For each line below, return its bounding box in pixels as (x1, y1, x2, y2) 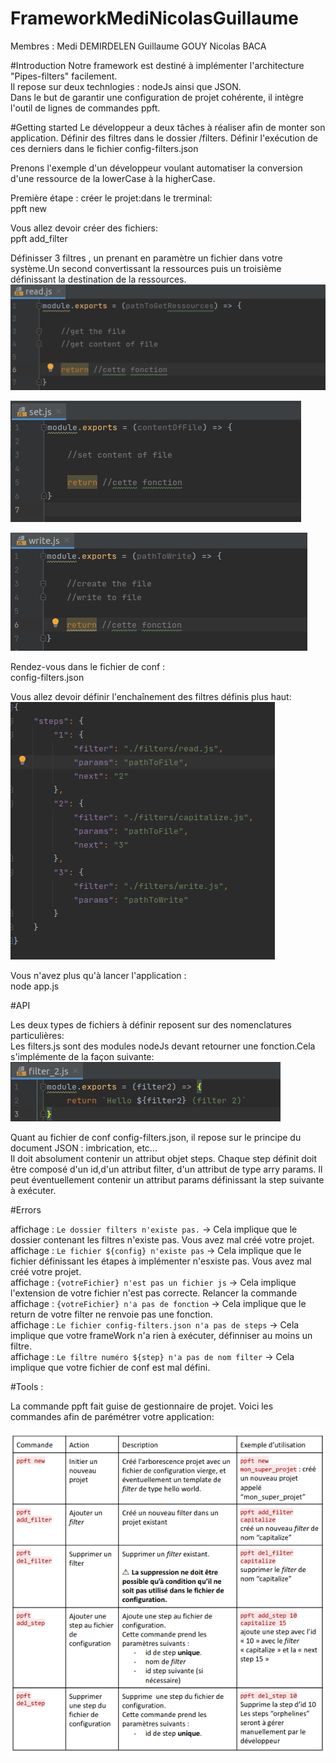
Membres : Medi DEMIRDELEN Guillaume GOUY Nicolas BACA (10, 40, 267, 52)
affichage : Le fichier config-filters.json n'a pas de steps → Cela (10, 1318, 300, 1331)
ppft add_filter (10, 232, 68, 244)
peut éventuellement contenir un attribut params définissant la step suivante (10, 1173, 325, 1186)
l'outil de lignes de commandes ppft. (10, 102, 161, 114)
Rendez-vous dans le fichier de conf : (10, 660, 166, 672)
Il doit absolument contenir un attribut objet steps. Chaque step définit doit (10, 1152, 318, 1164)
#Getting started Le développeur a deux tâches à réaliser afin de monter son (10, 121, 326, 133)
